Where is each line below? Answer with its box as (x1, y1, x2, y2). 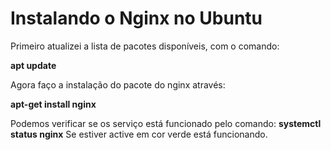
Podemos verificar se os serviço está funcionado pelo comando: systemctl (10, 117, 322, 129)
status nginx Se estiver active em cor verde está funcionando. (10, 128, 268, 140)
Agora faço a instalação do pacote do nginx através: (10, 78, 226, 91)
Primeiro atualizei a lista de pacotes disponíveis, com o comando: (10, 40, 280, 52)
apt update (10, 59, 57, 71)
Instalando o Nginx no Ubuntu (10, 7, 263, 30)
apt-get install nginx (10, 98, 97, 110)
